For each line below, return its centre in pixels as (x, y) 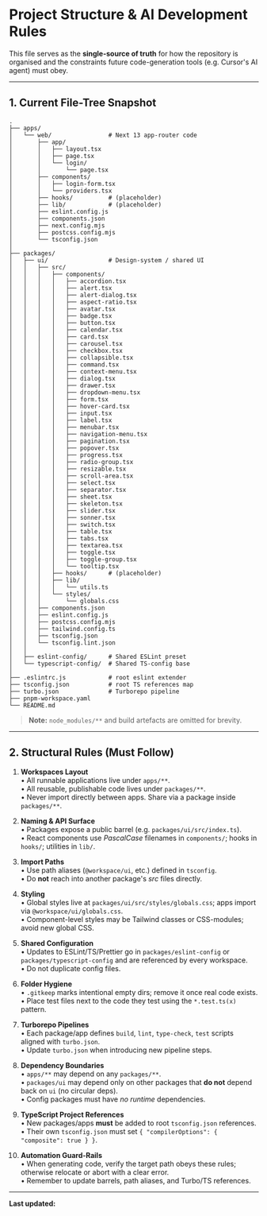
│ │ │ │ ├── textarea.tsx (66, 545)
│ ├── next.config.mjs (57, 225)
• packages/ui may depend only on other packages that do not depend (136, 1082)
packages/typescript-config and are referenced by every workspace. (134, 960)
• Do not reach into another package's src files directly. (111, 878)
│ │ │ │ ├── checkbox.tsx (66, 350)
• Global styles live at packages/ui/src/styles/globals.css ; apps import (138, 902)
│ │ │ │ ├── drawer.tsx (62, 385)
